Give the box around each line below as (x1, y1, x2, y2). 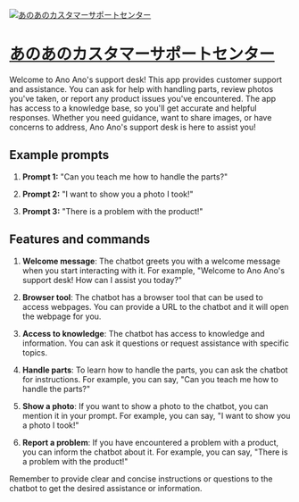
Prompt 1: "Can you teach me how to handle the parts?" (21, 171, 228, 182)
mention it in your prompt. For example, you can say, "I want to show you (21, 410, 291, 421)
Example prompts (9, 147, 110, 163)
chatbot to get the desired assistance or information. (9, 482, 203, 493)
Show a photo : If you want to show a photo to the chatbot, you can (21, 400, 269, 411)
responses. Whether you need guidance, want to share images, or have (9, 112, 272, 122)
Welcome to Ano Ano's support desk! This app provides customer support (9, 74, 283, 85)
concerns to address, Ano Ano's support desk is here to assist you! (9, 121, 256, 132)
